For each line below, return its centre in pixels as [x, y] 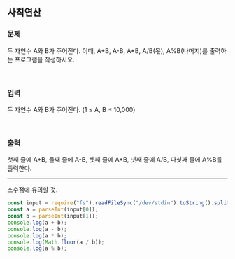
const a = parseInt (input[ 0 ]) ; [53, 210]
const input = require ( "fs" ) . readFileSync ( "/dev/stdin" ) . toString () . [111, 203]
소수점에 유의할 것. [33, 190]
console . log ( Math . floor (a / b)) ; [56, 242]
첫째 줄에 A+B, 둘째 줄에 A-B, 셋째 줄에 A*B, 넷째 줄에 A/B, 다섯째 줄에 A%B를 [115, 160]
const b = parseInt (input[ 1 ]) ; [53, 216]
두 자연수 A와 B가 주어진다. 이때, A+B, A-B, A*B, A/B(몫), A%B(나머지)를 [108, 50]
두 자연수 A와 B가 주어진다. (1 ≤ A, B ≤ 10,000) [71, 109]
